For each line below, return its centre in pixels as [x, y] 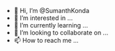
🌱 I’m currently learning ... [51, 25]
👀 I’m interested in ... [43, 18]
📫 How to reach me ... [46, 40]
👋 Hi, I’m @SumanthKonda [51, 11]
